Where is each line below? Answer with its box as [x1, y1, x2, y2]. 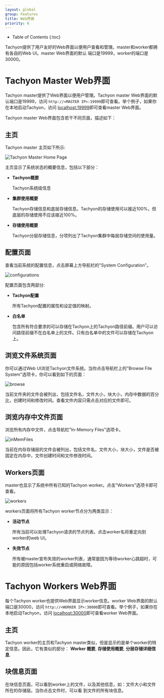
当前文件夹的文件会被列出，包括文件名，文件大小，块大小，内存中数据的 [5, 391, 150, 397]
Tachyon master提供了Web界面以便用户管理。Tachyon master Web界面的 [5, 92, 153, 98]
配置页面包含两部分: [5, 282, 45, 288]
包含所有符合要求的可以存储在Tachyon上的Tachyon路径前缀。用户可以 [12, 323, 154, 329]
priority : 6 [5, 21, 29, 26]
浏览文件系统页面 [5, 351, 57, 360]
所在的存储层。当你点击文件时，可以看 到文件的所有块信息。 [5, 687, 126, 693]
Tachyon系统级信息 [12, 185, 51, 191]
